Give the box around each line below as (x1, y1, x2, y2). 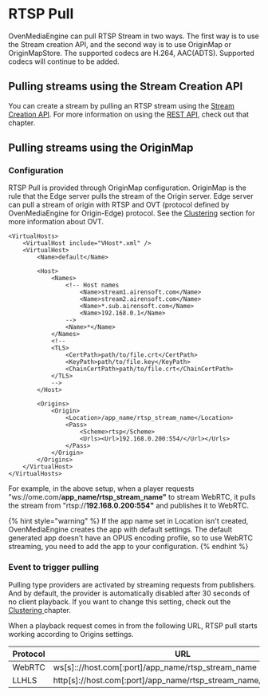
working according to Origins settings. (8, 629, 134, 639)
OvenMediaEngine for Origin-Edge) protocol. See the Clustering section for (8, 208, 255, 218)
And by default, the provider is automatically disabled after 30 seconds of (8, 588, 250, 598)
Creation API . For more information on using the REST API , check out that (8, 109, 250, 119)
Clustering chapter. (8, 605, 72, 615)
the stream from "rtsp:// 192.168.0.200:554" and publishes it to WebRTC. (8, 500, 250, 511)
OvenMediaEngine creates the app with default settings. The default (8, 524, 233, 535)
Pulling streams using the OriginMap (8, 141, 194, 155)
